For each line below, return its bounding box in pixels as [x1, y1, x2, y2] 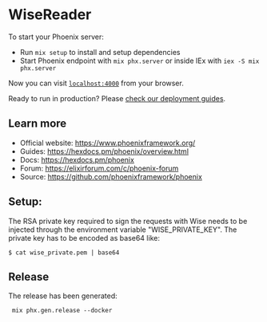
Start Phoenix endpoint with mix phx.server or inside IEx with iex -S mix [19, 56, 260, 65]
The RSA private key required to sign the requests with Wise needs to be [8, 216, 248, 226]
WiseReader [8, 6, 92, 24]
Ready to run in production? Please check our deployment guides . [8, 93, 226, 103]
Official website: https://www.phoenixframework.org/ [19, 138, 196, 147]
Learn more [8, 117, 67, 131]
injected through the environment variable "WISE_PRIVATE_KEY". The [8, 225, 237, 234]
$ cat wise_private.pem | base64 [8, 249, 120, 257]
